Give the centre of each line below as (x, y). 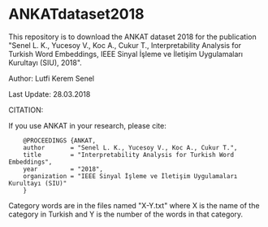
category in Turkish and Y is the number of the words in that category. (126, 214)
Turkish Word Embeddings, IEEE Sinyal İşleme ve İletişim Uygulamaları (126, 54)
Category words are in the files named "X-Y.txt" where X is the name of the (134, 205)
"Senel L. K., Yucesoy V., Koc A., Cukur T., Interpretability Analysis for (125, 45)
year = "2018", (63, 169)
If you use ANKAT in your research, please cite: (87, 125)
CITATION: (26, 110)
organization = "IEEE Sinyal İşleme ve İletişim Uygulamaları (130, 176)
